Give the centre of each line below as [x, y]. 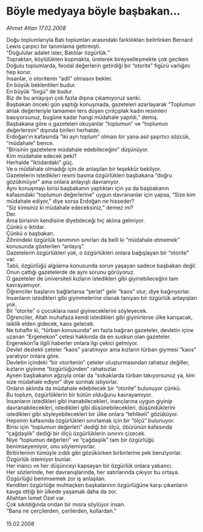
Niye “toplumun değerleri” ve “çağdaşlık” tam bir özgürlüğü [80, 440]
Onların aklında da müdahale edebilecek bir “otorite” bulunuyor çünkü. [94, 388]
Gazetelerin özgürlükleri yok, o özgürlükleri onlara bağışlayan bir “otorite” [98, 253]
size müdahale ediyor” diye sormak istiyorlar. [62, 381]
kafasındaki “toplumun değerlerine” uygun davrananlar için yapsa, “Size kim [101, 194]
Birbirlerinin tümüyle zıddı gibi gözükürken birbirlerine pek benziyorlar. [94, 452]
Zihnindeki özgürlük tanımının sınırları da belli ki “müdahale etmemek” [93, 240]
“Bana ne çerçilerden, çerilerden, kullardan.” [62, 511]
